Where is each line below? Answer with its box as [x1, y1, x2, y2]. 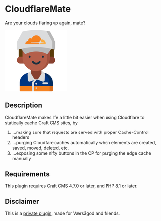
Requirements [5, 170, 50, 178]
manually [12, 155, 31, 161]
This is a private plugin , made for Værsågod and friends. [5, 210, 120, 216]
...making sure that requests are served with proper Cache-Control [12, 129, 149, 135]
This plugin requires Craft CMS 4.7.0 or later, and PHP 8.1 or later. [5, 183, 138, 189]
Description [5, 101, 42, 110]
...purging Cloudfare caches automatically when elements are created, [12, 139, 156, 145]
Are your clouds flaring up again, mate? [5, 20, 86, 26]
